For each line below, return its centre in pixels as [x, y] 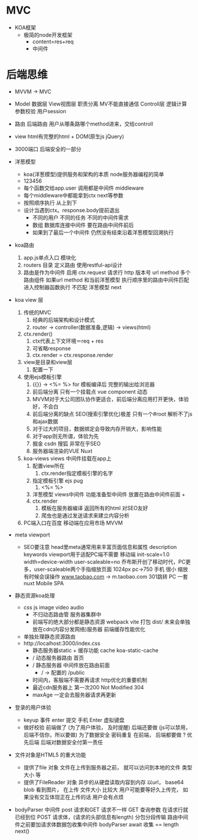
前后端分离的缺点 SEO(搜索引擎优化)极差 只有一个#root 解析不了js [112, 414]
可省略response [51, 348]
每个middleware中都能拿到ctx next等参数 [73, 195]
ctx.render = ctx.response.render [73, 355]
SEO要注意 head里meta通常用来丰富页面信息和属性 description [100, 547]
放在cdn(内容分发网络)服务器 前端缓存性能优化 [89, 629]
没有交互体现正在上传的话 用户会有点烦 [76, 797]
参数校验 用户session [40, 111]
